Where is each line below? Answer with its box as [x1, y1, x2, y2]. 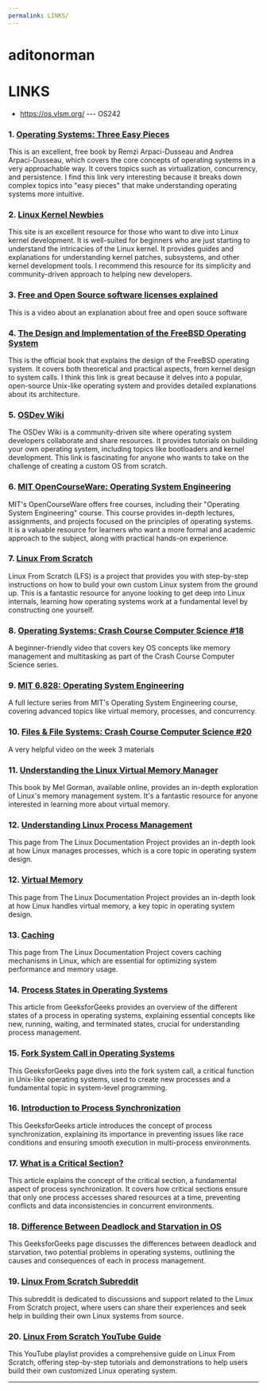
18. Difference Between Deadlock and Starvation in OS [8, 1221, 222, 1232]
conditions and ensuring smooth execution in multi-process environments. [8, 1138, 252, 1147]
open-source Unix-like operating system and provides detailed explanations [8, 380, 257, 391]
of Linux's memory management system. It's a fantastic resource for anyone [8, 791, 258, 801]
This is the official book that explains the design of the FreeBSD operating [8, 356, 250, 365]
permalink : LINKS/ [8, 11, 69, 20]
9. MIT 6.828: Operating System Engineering [8, 680, 184, 691]
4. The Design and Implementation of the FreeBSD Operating [8, 328, 246, 339]
